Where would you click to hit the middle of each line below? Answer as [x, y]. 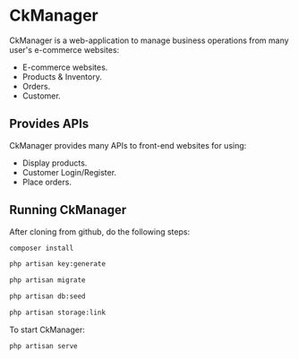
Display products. [55, 163]
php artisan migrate [48, 280]
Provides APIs [49, 124]
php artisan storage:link [57, 313]
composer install [42, 248]
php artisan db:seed [48, 296]
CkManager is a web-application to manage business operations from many [149, 40]
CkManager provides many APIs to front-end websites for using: [128, 145]
